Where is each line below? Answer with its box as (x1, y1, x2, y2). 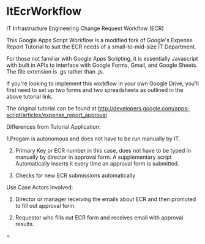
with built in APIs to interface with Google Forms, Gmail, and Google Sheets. (6, 61, 198, 69)
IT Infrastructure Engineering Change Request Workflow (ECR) (6, 25, 164, 32)
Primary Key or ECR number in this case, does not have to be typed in (15, 147, 192, 154)
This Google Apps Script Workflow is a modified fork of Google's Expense (6, 36, 193, 44)
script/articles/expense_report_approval (6, 111, 107, 118)
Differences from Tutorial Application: (6, 123, 101, 130)
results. (15, 220, 35, 227)
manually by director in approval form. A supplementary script (15, 153, 172, 161)
